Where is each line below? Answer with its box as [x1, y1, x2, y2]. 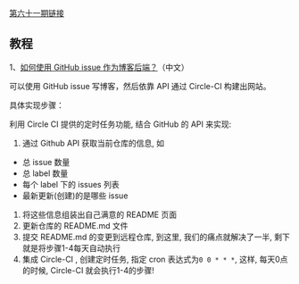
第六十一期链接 [9, 8, 64, 18]
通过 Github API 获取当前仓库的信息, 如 [21, 138, 165, 148]
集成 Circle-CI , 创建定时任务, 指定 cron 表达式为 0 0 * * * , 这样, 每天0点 [21, 254, 288, 264]
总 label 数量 [21, 168, 69, 179]
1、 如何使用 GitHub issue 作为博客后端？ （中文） [9, 62, 189, 72]
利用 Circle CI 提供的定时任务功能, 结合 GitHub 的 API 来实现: [9, 119, 232, 129]
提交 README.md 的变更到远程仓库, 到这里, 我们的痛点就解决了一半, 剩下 [21, 231, 290, 242]
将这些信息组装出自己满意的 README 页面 [21, 209, 177, 220]
